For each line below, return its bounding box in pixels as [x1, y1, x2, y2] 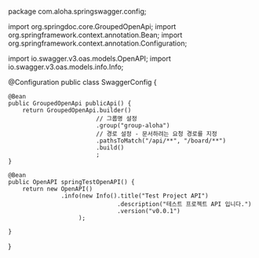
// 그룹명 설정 [95, 115, 137, 123]
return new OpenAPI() [22, 185, 93, 193]
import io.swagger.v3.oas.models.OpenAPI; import [8, 54, 171, 63]
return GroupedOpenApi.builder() [22, 106, 132, 114]
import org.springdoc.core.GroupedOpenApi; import [8, 22, 177, 31]
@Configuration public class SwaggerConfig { [8, 78, 157, 87]
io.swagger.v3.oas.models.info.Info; [8, 62, 124, 72]
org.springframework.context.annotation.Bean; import [8, 31, 183, 39]
